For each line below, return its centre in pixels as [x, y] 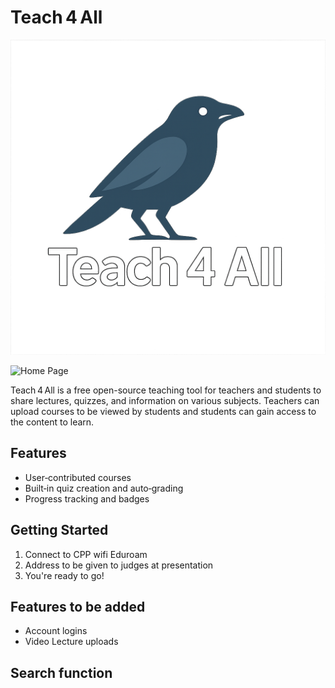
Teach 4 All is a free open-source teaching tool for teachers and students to [166, 390]
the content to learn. [52, 422]
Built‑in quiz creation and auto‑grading [104, 488]
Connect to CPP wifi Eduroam [86, 554]
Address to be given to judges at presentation [119, 565]
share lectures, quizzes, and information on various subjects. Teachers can [165, 400]
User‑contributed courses [78, 477]
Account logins [56, 631]
